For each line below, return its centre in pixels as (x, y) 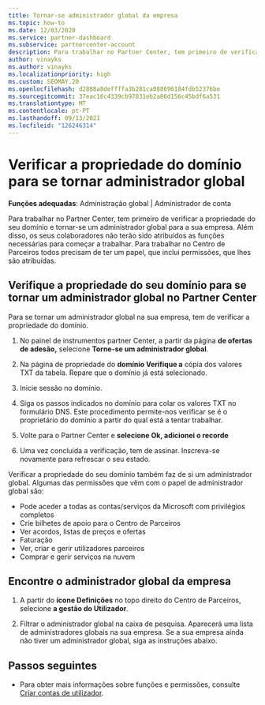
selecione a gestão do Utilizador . (74, 609)
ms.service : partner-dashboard (60, 37)
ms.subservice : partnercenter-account (72, 45)
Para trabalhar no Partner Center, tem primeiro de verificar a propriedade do (132, 219)
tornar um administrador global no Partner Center (132, 298)
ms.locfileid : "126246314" (52, 126)
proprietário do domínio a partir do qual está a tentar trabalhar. (121, 420)
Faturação (36, 540)
